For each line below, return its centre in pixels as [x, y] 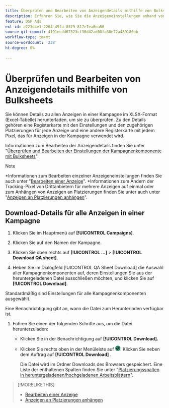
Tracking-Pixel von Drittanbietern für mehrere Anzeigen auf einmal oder [80, 186]
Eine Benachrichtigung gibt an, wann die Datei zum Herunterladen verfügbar [84, 309]
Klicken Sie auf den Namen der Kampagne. [57, 243]
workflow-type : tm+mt [28, 37]
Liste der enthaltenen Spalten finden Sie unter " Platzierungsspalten [90, 370]
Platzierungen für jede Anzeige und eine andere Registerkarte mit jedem [80, 130]
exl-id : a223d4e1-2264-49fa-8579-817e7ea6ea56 [55, 27]
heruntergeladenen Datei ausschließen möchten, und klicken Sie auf [83, 278]
